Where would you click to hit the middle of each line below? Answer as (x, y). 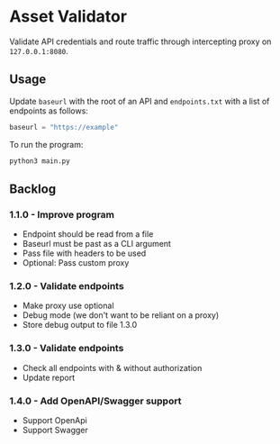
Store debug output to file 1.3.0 (80, 325)
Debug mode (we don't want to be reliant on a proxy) (121, 315)
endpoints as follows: (49, 111)
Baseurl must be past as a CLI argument (96, 244)
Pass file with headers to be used (84, 253)
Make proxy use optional (68, 306)
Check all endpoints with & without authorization (112, 367)
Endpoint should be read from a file (88, 234)
